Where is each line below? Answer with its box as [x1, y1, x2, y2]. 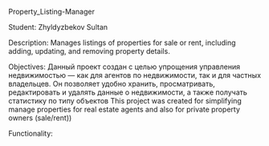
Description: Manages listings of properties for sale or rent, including [8, 38, 236, 47]
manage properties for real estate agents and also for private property [8, 104, 241, 114]
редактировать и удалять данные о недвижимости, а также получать [8, 87, 247, 97]
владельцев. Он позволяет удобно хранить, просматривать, [8, 79, 215, 88]
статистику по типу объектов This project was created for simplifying [8, 96, 243, 105]
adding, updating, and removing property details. [8, 47, 170, 55]
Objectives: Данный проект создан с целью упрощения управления [8, 62, 241, 71]
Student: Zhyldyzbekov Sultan [8, 22, 108, 31]
